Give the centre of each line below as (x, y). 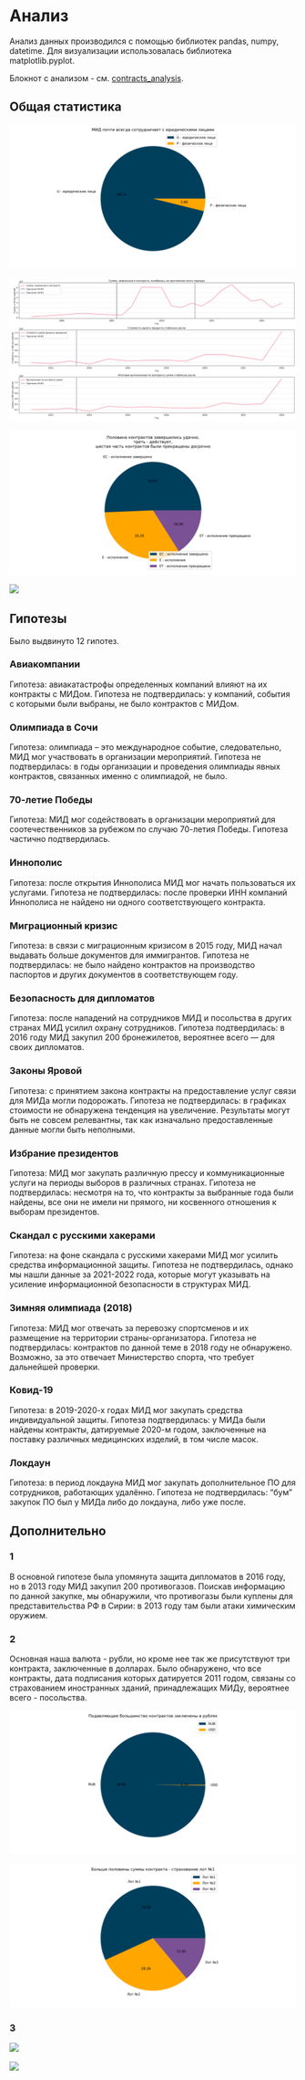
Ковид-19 (31, 1390)
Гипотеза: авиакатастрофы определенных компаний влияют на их (138, 684)
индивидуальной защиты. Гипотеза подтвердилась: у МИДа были (137, 1420)
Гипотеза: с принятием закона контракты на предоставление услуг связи (153, 1090)
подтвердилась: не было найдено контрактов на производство (132, 965)
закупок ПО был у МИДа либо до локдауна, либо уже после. (128, 1503)
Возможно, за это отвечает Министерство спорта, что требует (132, 1357)
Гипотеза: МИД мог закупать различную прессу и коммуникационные (147, 1172)
